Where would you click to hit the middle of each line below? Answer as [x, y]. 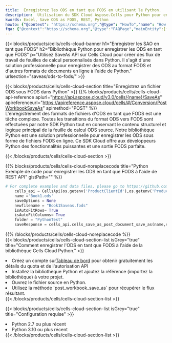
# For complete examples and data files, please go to [65, 187]
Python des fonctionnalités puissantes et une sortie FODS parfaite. [76, 146]
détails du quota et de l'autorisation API [47, 266]
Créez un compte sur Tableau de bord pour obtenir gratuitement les [82, 260]
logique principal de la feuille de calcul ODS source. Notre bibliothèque [80, 130]
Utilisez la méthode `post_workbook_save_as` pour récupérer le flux [83, 288]
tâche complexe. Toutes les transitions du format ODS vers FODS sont [79, 119]
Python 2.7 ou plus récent [39, 324]
